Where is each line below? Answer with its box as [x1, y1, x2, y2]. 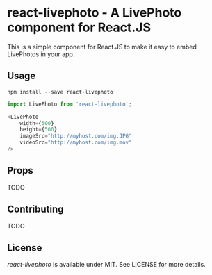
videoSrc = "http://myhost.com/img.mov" [19, 139, 132, 147]
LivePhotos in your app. [7, 50, 75, 58]
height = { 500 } [19, 126, 58, 133]
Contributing [7, 203, 64, 215]
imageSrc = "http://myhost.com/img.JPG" [19, 133, 132, 140]
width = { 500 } [19, 119, 54, 126]
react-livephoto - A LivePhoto [7, 5, 182, 21]
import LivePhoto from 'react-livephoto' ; [7, 101, 132, 108]
